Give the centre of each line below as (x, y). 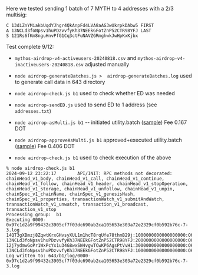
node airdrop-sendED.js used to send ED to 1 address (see (86, 105)
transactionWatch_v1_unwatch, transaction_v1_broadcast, (77, 204)
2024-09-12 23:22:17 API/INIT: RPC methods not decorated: (89, 173)
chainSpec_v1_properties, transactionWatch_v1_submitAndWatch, (85, 199)
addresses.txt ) (33, 111)
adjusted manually (107, 64)
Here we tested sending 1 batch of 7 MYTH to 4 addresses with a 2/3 (90, 9)
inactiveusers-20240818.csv (49, 65)
